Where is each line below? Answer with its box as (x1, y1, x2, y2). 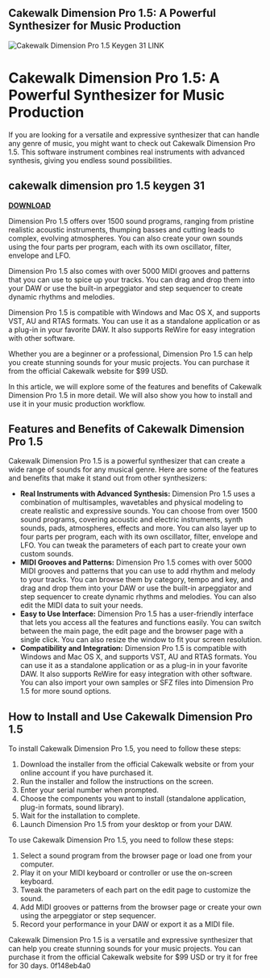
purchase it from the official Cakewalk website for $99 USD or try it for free (8, 952, 258, 962)
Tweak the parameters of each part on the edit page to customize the (19, 885, 251, 895)
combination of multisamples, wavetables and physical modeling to (19, 497, 243, 507)
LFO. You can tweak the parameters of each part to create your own (19, 540, 247, 550)
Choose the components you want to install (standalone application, (19, 794, 247, 804)
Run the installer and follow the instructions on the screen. (19, 777, 214, 787)
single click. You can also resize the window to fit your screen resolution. (19, 635, 262, 644)
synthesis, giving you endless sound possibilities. (8, 155, 172, 165)
